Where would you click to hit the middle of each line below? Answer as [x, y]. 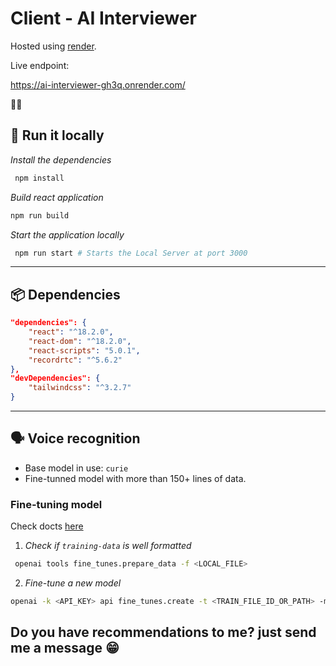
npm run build [40, 215]
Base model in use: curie [76, 468]
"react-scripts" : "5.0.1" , [84, 350]
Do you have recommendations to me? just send [163, 632]
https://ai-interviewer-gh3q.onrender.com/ [98, 84]
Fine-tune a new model [73, 583]
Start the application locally [67, 234]
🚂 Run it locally [57, 135]
